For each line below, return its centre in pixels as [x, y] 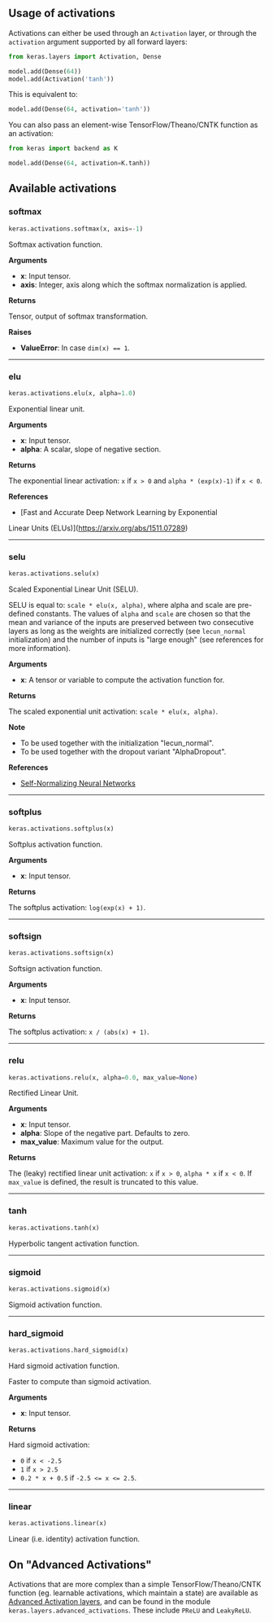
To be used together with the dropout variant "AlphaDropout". [123, 751]
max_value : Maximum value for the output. [92, 1142]
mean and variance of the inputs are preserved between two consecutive [131, 622]
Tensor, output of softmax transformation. [78, 316]
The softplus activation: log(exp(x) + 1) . [77, 908]
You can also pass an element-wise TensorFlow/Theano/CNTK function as [133, 125]
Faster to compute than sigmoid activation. [80, 1381]
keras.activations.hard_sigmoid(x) [69, 1350]
